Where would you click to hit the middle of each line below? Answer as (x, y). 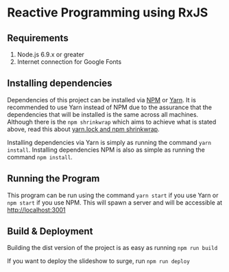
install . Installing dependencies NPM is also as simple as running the (106, 150)
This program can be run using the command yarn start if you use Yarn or (113, 195)
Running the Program (53, 179)
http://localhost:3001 (36, 209)
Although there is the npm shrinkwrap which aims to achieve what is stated (112, 122)
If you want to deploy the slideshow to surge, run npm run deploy (98, 261)
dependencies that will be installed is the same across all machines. (103, 114)
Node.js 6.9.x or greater (50, 54)
